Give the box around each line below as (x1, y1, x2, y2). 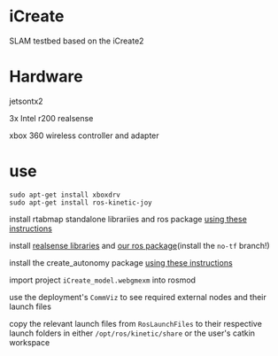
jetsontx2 (9, 96, 43, 106)
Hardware (9, 66, 83, 87)
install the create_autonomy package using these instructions (9, 257, 233, 267)
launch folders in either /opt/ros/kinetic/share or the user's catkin (9, 328, 255, 338)
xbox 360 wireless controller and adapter (9, 130, 159, 141)
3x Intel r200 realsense (9, 112, 94, 123)
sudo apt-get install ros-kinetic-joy (9, 197, 152, 207)
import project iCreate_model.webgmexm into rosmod (9, 275, 197, 285)
